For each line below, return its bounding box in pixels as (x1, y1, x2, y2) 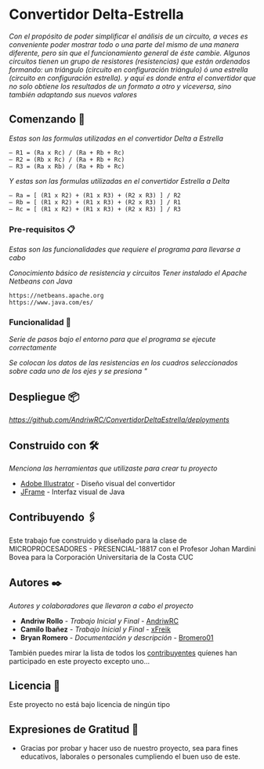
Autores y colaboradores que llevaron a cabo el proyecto (9, 601, 194, 610)
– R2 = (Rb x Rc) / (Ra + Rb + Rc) (9, 156, 125, 163)
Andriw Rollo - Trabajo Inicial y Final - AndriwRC (20, 616, 179, 625)
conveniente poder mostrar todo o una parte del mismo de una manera (9, 39, 240, 49)
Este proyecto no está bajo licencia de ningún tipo (9, 700, 171, 709)
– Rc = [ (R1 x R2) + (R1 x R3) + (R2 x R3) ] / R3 (9, 205, 181, 213)
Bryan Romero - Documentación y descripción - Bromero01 (20, 632, 214, 642)
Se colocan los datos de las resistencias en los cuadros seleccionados (9, 358, 238, 368)
